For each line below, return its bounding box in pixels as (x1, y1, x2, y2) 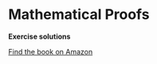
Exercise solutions (8, 32, 71, 41)
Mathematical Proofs (8, 6, 150, 24)
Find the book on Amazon (8, 47, 93, 56)
